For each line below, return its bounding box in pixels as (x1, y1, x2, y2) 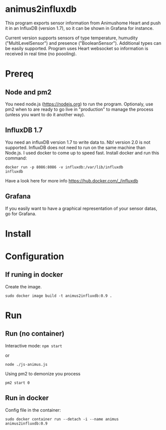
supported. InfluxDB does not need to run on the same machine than (5, 144, 146, 150)
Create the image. (5, 283, 42, 289)
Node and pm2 (5, 88, 52, 96)
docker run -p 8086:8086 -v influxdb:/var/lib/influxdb (5, 165, 123, 170)
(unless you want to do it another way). (5, 111, 85, 117)
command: (5, 155, 27, 161)
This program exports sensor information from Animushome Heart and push (5, 20, 161, 26)
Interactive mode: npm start (5, 343, 63, 348)
